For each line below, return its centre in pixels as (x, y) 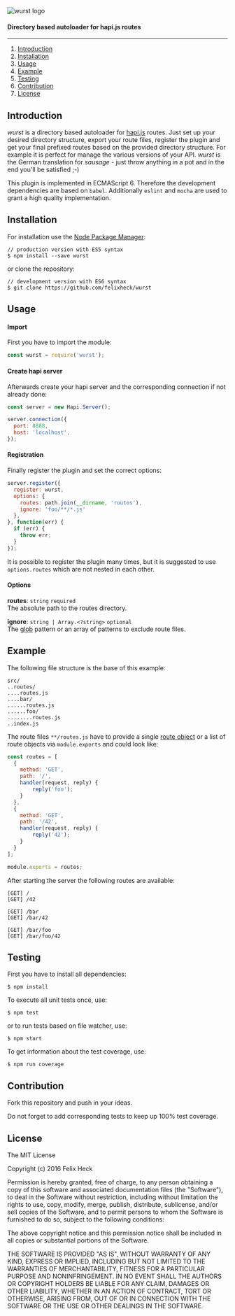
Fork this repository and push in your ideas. (70, 1103)
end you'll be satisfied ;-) (43, 170)
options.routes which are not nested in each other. (81, 569)
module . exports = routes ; (45, 867)
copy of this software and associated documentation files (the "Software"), (115, 1190)
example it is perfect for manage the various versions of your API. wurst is (114, 155)
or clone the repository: (41, 269)
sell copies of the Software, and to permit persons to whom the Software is (115, 1212)
